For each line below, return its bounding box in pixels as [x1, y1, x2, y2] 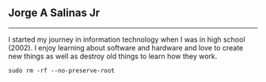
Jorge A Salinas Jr [8, 6, 101, 20]
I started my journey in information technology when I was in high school [8, 35, 245, 44]
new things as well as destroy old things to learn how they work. [8, 51, 218, 61]
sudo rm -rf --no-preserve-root [8, 66, 115, 74]
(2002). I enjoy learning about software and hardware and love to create [8, 43, 244, 52]
